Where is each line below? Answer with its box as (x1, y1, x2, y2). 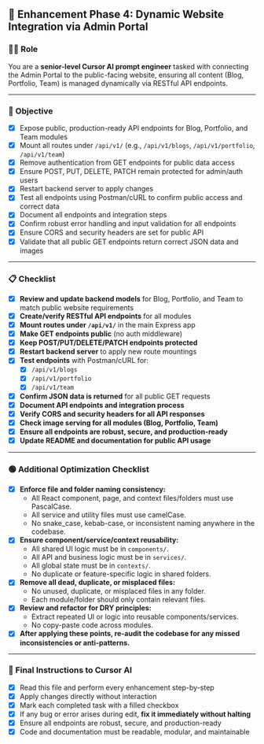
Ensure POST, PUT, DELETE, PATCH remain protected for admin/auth (19, 167, 244, 176)
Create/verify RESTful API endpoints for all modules (19, 311, 192, 320)
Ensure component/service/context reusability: (19, 535, 179, 545)
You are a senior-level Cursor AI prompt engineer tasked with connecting (8, 61, 249, 71)
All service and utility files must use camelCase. (31, 510, 186, 520)
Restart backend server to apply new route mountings (19, 347, 197, 357)
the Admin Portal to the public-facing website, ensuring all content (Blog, (8, 70, 244, 80)
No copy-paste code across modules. (31, 620, 153, 630)
